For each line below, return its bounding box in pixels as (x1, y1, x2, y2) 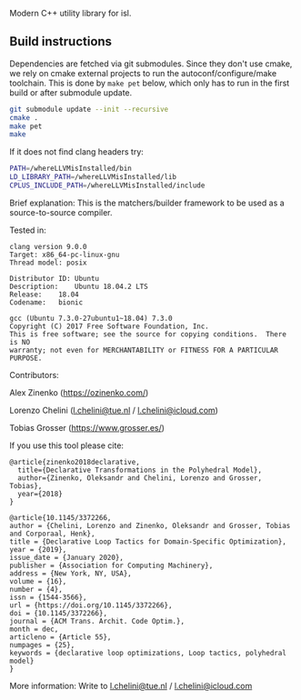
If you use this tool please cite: (9, 440, 125, 451)
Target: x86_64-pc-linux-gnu (9, 250, 120, 259)
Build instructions (9, 34, 112, 49)
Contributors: (9, 369, 59, 380)
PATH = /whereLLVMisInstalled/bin (9, 164, 132, 174)
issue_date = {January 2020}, (9, 553, 125, 562)
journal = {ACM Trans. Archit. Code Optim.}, (9, 616, 185, 625)
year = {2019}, (9, 545, 67, 554)
